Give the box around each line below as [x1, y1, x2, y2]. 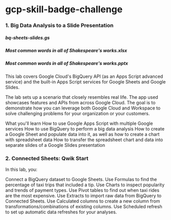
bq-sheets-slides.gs [5, 34, 50, 40]
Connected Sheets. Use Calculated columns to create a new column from [5, 198, 160, 204]
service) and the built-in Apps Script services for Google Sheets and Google [5, 78, 166, 85]
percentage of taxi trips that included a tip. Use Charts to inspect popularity [5, 182, 165, 188]
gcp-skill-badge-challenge [5, 4, 123, 15]
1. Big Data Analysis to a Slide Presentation [5, 22, 114, 29]
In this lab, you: [5, 166, 37, 172]
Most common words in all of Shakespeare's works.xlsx [5, 48, 127, 54]
